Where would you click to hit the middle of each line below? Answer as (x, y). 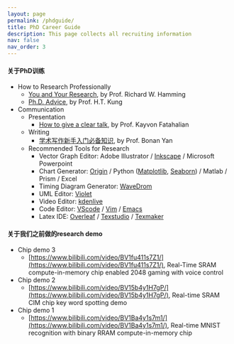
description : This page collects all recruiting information (100, 34)
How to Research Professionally (64, 87)
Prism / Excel (58, 179)
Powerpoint (56, 163)
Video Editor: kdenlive (71, 201)
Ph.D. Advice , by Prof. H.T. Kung (75, 102)
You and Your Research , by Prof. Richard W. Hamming (107, 95)
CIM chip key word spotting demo (78, 303)
